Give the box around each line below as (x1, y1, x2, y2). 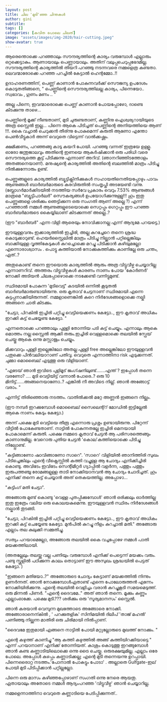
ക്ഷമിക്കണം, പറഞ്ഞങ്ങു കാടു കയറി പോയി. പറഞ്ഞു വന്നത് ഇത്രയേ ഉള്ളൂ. (5, 143, 152, 149)
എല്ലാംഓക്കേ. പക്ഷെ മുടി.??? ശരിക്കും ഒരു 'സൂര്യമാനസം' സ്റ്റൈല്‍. (5, 596, 136, 602)
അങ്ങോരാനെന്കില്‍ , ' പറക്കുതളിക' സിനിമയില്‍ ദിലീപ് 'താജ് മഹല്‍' (5, 611, 146, 617)
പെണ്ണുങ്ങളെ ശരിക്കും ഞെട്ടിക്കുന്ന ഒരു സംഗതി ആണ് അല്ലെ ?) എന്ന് (5, 198, 143, 204)
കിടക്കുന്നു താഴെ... (5, 106, 41, 112)
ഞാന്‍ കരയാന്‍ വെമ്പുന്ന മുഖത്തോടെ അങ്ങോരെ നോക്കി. (5, 605, 122, 611)
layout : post (5, 7, 32, 12)
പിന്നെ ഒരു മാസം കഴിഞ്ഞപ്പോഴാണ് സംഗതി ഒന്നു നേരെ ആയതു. (5, 675, 137, 681)
